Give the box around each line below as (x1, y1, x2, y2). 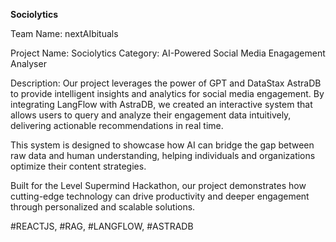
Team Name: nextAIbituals (10, 28, 119, 39)
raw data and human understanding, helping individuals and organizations (10, 150, 316, 161)
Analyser (10, 58, 47, 69)
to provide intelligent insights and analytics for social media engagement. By (10, 88, 325, 99)
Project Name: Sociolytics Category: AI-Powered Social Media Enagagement (10, 47, 326, 59)
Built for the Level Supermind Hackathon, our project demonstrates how (10, 180, 307, 191)
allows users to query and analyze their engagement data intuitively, (10, 109, 292, 121)
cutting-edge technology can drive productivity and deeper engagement (10, 190, 310, 202)
